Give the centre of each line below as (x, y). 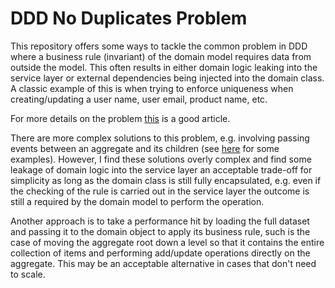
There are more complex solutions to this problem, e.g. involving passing (160, 138)
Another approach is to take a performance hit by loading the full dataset (160, 221)
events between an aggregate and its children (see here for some (145, 148)
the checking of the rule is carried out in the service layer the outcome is (160, 191)
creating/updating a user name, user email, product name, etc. (139, 99)
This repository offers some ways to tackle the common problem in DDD (159, 46)
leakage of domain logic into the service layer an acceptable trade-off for (161, 169)
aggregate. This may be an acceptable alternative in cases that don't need (163, 263)
